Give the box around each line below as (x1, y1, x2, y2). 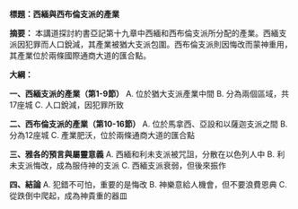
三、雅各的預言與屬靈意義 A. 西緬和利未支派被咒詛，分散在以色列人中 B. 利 (9, 149, 285, 160)
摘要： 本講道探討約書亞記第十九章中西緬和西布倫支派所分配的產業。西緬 (9, 28, 279, 39)
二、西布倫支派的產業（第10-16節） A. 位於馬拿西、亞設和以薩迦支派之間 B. (9, 118, 288, 129)
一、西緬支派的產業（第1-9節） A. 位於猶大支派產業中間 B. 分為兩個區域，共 (9, 89, 290, 99)
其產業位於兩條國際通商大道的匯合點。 (9, 50, 151, 61)
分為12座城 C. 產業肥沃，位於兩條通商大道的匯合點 (9, 130, 196, 140)
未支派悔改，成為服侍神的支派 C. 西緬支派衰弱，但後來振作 (9, 161, 227, 170)
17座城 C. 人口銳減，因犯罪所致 (9, 100, 124, 110)
